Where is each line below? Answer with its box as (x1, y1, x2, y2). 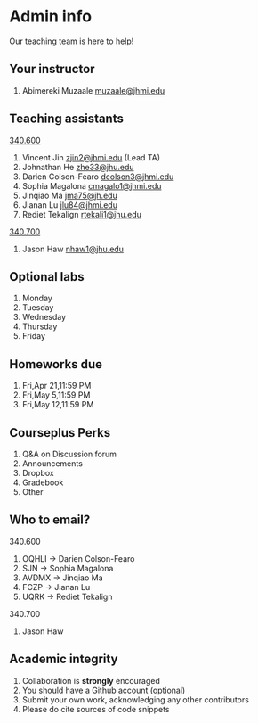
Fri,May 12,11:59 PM (21, 399, 94, 410)
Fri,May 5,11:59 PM (21, 390, 91, 400)
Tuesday (21, 302, 54, 313)
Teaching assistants (9, 111, 125, 127)
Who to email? (9, 513, 91, 528)
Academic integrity (9, 652, 118, 667)
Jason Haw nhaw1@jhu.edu (21, 243, 125, 254)
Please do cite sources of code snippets (21, 703, 170, 714)
